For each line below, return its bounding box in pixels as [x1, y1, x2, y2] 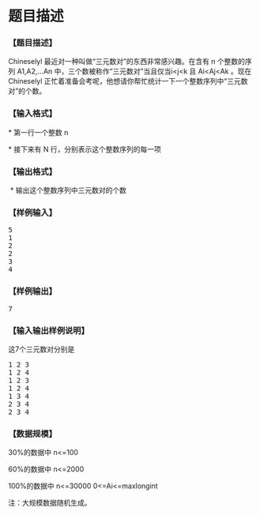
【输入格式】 [8, 108, 58, 119]
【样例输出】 [8, 286, 58, 297]
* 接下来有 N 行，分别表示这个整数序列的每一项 [8, 144, 162, 154]
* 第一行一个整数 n [8, 127, 69, 137]
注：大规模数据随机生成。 [8, 498, 92, 508]
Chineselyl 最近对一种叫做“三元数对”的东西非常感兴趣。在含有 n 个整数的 [8, 57, 246, 66]
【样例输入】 [8, 207, 58, 218]
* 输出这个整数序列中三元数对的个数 [9, 186, 126, 195]
